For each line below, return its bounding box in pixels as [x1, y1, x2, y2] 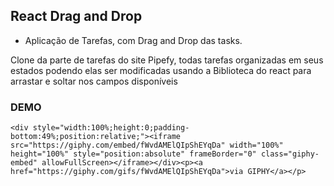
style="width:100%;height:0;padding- [32, 123, 190, 133]
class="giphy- [260, 149, 320, 159]
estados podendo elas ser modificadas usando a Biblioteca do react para [10, 64, 312, 76]
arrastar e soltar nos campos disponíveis [10, 75, 178, 87]
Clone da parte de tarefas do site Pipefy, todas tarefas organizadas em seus [10, 54, 324, 66]
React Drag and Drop [10, 8, 143, 25]
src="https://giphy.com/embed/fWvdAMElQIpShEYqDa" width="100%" [10, 140, 284, 151]
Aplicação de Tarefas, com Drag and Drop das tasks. [24, 34, 243, 46]
